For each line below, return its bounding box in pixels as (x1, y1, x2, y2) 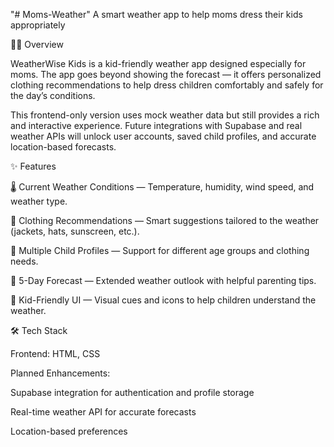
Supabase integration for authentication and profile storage (10, 387, 255, 398)
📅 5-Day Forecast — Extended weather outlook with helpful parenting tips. (10, 275, 317, 286)
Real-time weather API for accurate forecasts (10, 406, 197, 418)
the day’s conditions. (10, 90, 96, 101)
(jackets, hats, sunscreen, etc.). (10, 225, 140, 237)
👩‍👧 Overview (10, 39, 64, 50)
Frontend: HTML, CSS (10, 348, 101, 359)
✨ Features (10, 160, 57, 172)
